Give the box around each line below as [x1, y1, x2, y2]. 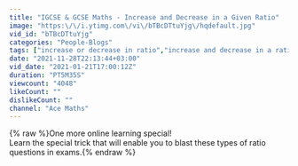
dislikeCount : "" [9, 95, 74, 105]
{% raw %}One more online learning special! [9, 128, 172, 138]
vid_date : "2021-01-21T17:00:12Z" [9, 63, 137, 72]
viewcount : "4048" [9, 79, 77, 88]
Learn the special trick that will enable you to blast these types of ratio [9, 138, 266, 148]
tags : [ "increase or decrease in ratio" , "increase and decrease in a [9, 46, 272, 55]
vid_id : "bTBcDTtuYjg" [9, 29, 93, 38]
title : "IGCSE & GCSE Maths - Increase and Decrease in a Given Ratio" [9, 12, 279, 22]
